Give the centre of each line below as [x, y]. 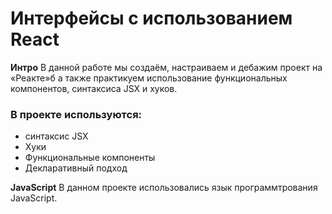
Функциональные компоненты [90, 158]
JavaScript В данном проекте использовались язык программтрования [164, 188]
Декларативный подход [76, 168]
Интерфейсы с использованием [151, 18]
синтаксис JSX [56, 136]
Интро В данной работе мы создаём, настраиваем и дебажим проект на [166, 67]
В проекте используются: [76, 114]
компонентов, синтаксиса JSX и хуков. [94, 88]
